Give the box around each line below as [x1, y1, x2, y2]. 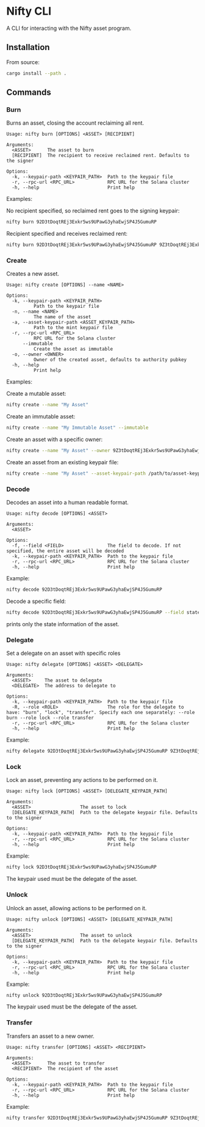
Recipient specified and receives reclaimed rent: [6, 230, 128, 238]
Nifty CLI [6, 4, 52, 18]
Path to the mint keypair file [33, 325, 113, 331]
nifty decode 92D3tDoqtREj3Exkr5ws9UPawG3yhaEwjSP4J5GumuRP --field [6, 610, 184, 616]
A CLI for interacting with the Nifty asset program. [6, 24, 132, 32]
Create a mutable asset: [6, 390, 67, 398]
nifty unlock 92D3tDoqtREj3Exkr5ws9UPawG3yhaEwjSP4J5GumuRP [6, 992, 163, 998]
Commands [6, 87, 52, 98]
